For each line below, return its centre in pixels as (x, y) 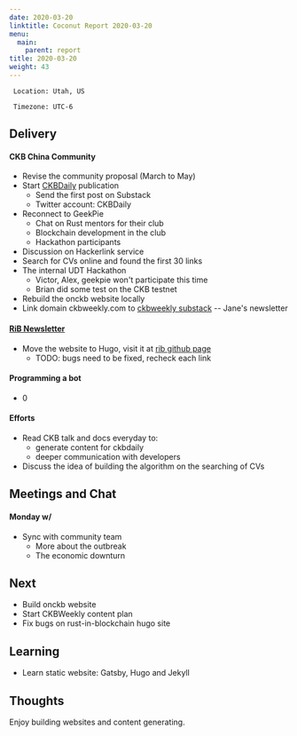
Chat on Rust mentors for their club (99, 224)
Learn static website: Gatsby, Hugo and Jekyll (106, 673)
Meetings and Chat (63, 494)
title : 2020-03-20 (43, 59)
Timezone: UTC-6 (43, 107)
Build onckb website (59, 605)
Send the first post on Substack (93, 195)
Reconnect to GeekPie (63, 214)
